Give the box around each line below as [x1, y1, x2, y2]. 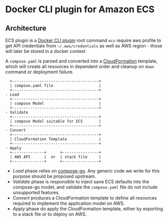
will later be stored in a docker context [5, 48, 86, 54]
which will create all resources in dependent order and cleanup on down [5, 64, 154, 69]
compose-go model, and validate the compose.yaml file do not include [12, 184, 158, 190]
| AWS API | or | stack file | [10, 154, 101, 159]
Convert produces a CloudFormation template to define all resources [12, 195, 157, 201]
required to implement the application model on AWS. [12, 200, 125, 206]
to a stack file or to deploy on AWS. [12, 211, 87, 217]
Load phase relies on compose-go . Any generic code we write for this [12, 168, 160, 174]
